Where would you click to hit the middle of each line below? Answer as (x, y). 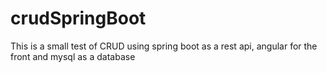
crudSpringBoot (78, 18)
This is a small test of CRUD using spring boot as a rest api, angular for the (164, 46)
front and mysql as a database (73, 56)
